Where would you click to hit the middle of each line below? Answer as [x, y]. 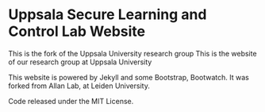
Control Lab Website [77, 31]
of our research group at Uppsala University [80, 62]
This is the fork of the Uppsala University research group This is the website [132, 53]
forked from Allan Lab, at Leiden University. [79, 86]
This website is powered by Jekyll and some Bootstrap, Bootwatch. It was [129, 77]
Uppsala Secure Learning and [108, 15]
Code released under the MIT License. [71, 101]
